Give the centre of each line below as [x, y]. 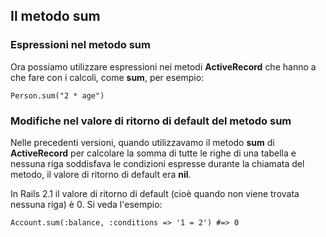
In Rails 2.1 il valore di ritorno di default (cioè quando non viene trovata [155, 193]
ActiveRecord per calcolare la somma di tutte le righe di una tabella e [153, 153]
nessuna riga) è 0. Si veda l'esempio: [86, 204]
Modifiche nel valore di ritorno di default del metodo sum [151, 121]
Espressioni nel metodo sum [80, 45]
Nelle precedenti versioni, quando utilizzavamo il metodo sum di [142, 142]
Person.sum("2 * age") [57, 95]
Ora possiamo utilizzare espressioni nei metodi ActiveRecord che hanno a [163, 66]
